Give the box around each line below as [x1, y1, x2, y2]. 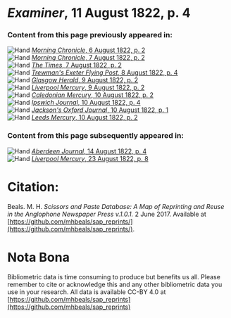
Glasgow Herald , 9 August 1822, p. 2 [31, 76, 139, 84]
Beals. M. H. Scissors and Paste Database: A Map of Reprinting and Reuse [7, 202, 225, 210]
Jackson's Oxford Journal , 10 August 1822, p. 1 [31, 106, 169, 114]
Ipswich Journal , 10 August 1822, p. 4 [31, 98, 141, 107]
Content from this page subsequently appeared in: [7, 131, 185, 141]
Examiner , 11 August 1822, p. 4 [7, 5, 191, 21]
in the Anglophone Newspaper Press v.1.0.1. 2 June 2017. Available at [7, 210, 206, 218]
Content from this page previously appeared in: [7, 30, 173, 40]
